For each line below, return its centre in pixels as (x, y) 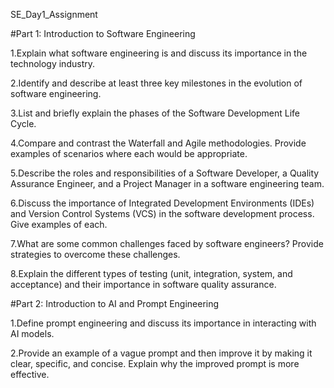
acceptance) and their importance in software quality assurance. (143, 284)
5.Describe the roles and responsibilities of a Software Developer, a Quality (165, 173)
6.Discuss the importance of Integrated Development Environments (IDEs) (162, 203)
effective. (30, 374)
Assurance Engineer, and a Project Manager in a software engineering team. (167, 183)
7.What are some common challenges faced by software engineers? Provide (167, 243)
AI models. (32, 333)
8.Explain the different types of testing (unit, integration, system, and (151, 273)
